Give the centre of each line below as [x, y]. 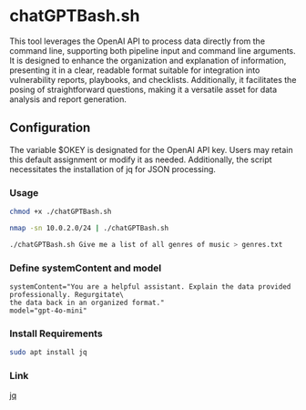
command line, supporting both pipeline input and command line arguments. [153, 50]
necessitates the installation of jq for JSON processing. [113, 169]
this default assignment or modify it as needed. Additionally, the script [141, 159]
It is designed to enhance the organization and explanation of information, [148, 60]
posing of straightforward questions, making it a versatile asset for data [143, 89]
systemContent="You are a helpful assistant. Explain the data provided [150, 287]
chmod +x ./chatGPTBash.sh [61, 212]
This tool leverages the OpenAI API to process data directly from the [138, 41]
